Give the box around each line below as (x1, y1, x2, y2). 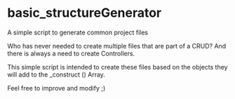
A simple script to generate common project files (7, 28, 149, 37)
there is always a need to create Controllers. (7, 49, 135, 58)
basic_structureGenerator (7, 5, 162, 21)
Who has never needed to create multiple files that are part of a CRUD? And (7, 41, 227, 50)
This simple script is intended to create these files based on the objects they (7, 62, 228, 71)
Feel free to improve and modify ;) (7, 84, 106, 92)
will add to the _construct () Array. (7, 70, 105, 79)
